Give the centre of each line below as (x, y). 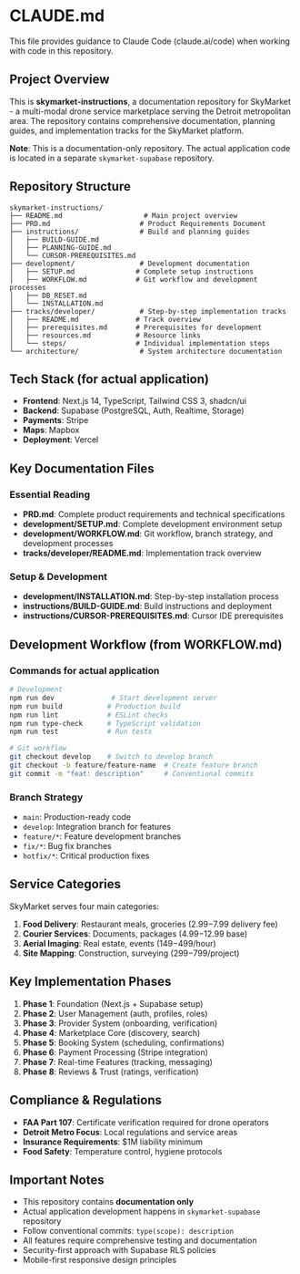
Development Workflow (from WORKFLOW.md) (146, 644)
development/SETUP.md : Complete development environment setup (152, 524)
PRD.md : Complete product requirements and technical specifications (154, 514)
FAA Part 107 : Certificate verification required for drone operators (146, 1122)
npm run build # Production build (95, 706)
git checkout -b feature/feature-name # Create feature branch (134, 766)
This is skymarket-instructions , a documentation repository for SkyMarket (150, 101)
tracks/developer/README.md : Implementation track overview (142, 554)
